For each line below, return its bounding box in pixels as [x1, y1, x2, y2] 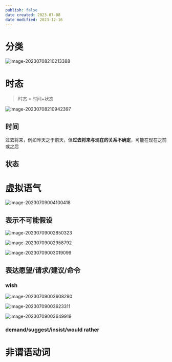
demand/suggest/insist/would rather [5, 326, 100, 333]
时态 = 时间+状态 [17, 96, 54, 102]
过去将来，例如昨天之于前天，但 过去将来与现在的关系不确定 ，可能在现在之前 [5, 137, 167, 143]
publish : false [5, 7, 38, 13]
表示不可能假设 [5, 215, 53, 224]
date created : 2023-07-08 [5, 12, 60, 17]
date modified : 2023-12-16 [5, 17, 63, 22]
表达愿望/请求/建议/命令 [5, 266, 81, 275]
